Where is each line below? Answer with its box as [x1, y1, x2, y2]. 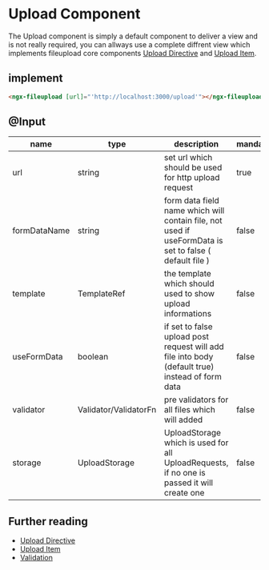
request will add [163, 341, 224, 352]
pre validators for [163, 394, 229, 405]
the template [163, 268, 212, 279]
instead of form [163, 371, 222, 383]
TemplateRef [77, 288, 126, 299]
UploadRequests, [163, 457, 229, 468]
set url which [163, 152, 213, 163]
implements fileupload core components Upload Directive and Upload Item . [8, 48, 257, 58]
